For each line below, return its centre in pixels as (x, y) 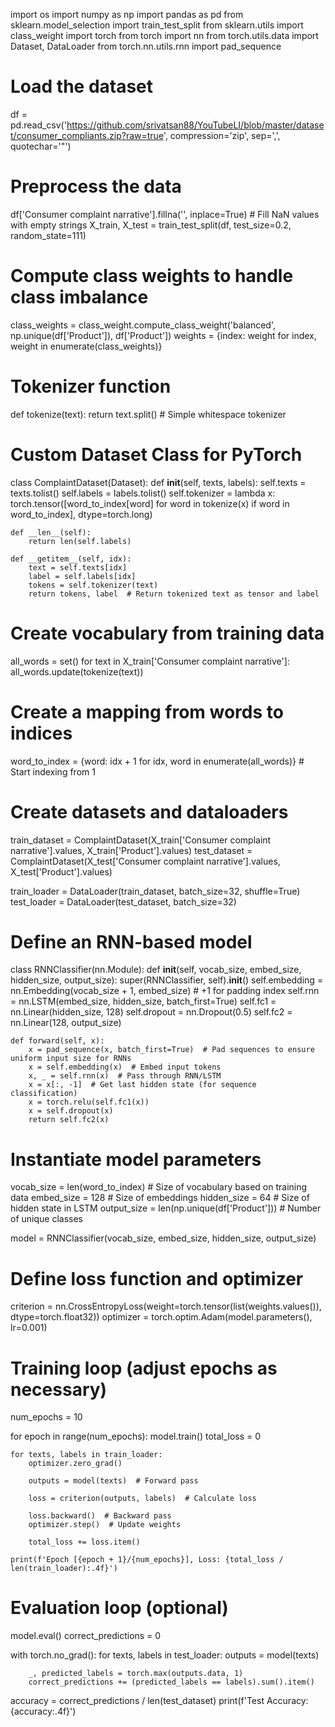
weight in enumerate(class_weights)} (86, 346)
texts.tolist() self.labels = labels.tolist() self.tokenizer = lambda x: (143, 493)
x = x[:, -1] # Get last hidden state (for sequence (142, 1085)
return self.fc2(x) (69, 1120)
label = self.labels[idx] (82, 576)
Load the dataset (82, 86)
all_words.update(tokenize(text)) (77, 671)
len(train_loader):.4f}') (64, 1569)
